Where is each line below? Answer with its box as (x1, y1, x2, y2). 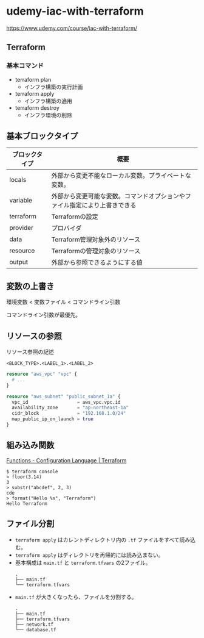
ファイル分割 (6, 518, 55, 529)
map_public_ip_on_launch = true (12, 416, 94, 422)
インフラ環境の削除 (24, 111, 73, 118)
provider (9, 224, 33, 232)
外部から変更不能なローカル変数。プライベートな (51, 171, 191, 180)
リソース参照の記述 (6, 348, 55, 356)
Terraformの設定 (51, 212, 98, 221)
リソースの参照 (6, 331, 62, 341)
